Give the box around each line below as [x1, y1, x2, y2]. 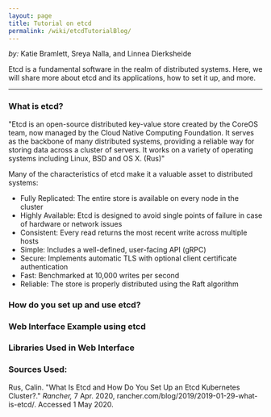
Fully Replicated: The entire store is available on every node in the [19, 193, 240, 202]
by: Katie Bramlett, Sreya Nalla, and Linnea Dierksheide [8, 49, 192, 59]
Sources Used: [8, 364, 68, 375]
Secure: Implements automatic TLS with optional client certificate [19, 253, 237, 263]
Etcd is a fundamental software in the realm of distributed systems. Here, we [8, 65, 263, 74]
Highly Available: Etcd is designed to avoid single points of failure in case [19, 211, 263, 220]
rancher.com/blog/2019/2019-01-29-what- [116, 390, 258, 400]
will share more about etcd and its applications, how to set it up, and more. [8, 73, 256, 83]
